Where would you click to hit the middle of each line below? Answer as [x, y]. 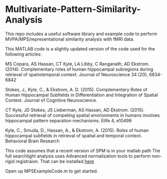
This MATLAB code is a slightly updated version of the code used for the [80, 49]
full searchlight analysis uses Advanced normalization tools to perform [78, 156]
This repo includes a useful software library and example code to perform [81, 34]
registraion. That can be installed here [55, 161]
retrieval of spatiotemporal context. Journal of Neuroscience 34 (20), [77, 74]
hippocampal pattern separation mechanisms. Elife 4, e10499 [68, 120]
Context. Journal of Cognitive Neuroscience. [51, 100]
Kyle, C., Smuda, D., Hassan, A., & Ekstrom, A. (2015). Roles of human [77, 130]
